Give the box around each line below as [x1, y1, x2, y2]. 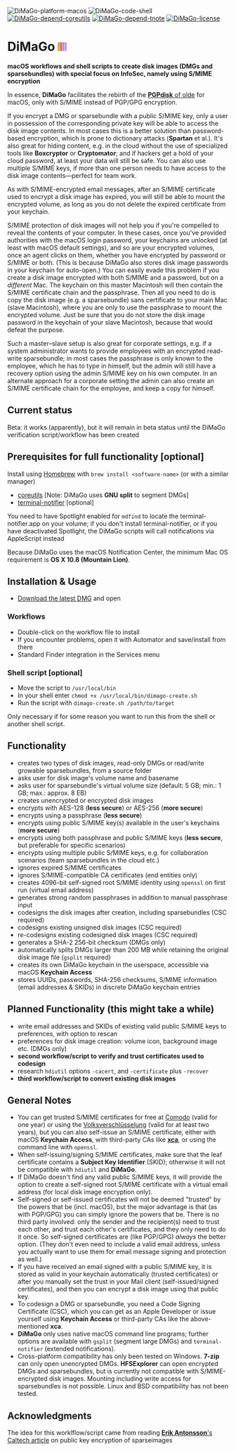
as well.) [17, 1255, 42, 1263]
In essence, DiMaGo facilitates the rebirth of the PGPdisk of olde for [7, 90, 205, 98]
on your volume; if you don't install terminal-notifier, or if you [41, 519, 218, 527]
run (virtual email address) [17, 886, 94, 894]
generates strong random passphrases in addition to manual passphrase [17, 893, 228, 901]
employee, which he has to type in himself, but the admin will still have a [7, 361, 216, 370]
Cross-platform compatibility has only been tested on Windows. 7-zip [17, 1352, 220, 1360]
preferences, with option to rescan [17, 1029, 118, 1038]
